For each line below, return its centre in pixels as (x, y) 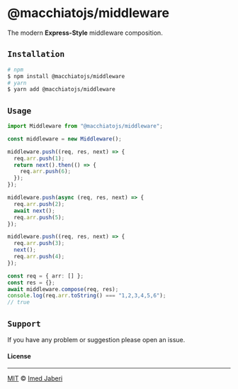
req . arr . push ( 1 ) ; (39, 158)
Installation (36, 54)
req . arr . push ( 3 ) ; (39, 243)
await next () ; (34, 211)
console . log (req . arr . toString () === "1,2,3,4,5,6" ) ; (87, 296)
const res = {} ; (31, 283)
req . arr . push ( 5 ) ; (39, 217)
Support (24, 323)
